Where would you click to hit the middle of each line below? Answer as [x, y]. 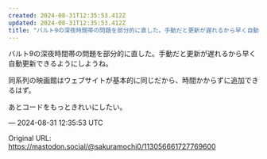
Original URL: [30, 138]
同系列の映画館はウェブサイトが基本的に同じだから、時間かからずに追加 [126, 81]
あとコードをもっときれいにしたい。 [68, 107]
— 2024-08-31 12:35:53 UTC [56, 123]
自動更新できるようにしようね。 [60, 63]
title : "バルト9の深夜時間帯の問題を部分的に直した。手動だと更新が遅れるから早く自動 [134, 30]
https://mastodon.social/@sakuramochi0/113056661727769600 [112, 146]
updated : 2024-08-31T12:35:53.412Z [67, 23]
